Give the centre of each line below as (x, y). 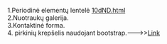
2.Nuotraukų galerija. (38, 18)
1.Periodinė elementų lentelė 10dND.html (66, 10)
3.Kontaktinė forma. (36, 25)
